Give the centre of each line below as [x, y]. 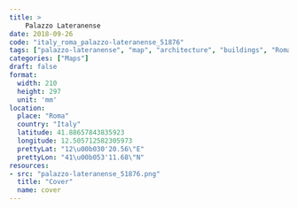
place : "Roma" [43, 116]
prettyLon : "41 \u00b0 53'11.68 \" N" [81, 157]
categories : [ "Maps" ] [49, 58]
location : [27, 108]
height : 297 [39, 91]
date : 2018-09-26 [41, 34]
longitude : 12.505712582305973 [75, 141]
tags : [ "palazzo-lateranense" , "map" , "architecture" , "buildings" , [138, 50]
